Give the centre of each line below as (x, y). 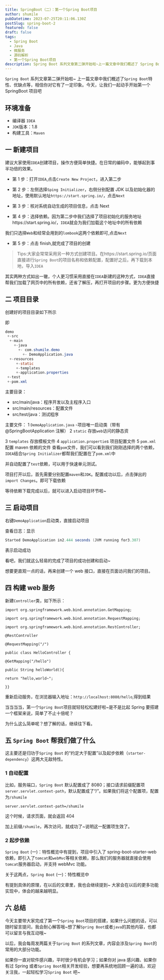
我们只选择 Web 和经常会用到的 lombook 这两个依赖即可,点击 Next (66, 233)
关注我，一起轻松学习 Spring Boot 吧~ (43, 972)
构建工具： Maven (28, 133)
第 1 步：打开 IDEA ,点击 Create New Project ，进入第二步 (67, 179)
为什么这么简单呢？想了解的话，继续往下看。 (50, 723)
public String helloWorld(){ (35, 670)
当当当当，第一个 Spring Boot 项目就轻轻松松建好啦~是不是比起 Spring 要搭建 (82, 707)
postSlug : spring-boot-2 (30, 23)
